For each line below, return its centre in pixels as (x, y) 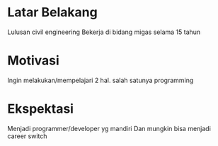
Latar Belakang (52, 12)
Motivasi (34, 61)
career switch (27, 136)
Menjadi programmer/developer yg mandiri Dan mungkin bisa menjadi (109, 128)
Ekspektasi (41, 109)
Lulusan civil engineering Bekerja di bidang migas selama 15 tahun (104, 32)
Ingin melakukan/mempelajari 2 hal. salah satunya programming (101, 80)
